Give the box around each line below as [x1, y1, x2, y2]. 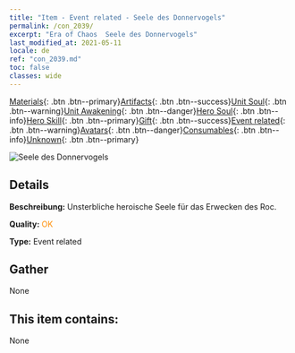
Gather [9, 262, 49, 277]
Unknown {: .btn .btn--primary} [26, 133, 139, 144]
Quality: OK [9, 219, 54, 229]
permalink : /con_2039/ [9, 22, 94, 30]
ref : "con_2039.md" [9, 55, 82, 64]
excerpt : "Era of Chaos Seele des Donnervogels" [9, 30, 198, 39]
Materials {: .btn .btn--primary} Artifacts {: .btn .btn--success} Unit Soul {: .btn [9, 96, 288, 107]
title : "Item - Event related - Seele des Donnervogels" [9, 13, 226, 22]
